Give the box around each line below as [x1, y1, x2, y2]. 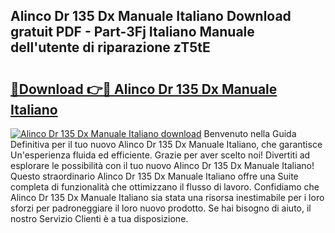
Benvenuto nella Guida [203, 128, 297, 139]
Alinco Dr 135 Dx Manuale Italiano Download [10, 8, 292, 25]
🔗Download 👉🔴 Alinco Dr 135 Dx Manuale [10, 80, 278, 98]
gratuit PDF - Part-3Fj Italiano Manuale [10, 24, 255, 41]
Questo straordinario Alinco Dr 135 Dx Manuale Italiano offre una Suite [10, 170, 299, 182]
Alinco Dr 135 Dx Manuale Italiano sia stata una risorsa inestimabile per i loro [10, 192, 325, 203]
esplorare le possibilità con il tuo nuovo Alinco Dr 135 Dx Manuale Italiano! [10, 160, 315, 171]
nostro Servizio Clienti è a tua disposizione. [10, 213, 189, 224]
